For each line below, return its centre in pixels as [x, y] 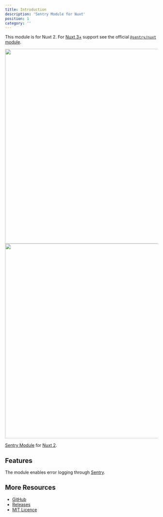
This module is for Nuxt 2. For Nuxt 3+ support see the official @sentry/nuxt [81, 37]
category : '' [18, 23]
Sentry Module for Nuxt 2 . [31, 445]
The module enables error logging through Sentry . [55, 472]
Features [19, 461]
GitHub [19, 499]
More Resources [30, 488]
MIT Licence [24, 510]
